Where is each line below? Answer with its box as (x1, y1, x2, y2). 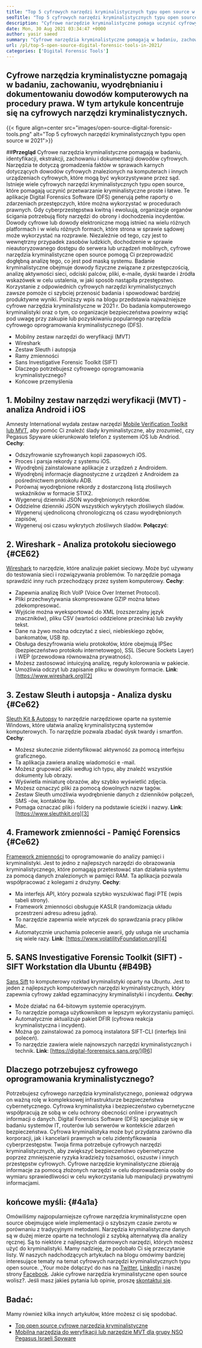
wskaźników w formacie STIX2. (14, 490, 93, 497)
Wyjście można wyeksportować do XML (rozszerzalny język (14, 608, 164, 616)
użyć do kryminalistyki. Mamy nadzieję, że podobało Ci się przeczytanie (6, 1245, 185, 1252)
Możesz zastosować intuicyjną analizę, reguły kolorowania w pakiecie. (14, 660, 190, 667)
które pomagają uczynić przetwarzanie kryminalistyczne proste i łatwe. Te (6, 187, 191, 194)
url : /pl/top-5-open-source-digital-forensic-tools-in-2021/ (6, 43, 163, 49)
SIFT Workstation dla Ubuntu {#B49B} (6, 962, 152, 972)
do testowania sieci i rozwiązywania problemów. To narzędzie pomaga (6, 571, 181, 578)
